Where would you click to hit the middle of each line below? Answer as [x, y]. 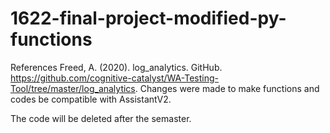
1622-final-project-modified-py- [148, 18]
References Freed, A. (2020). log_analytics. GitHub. [116, 67]
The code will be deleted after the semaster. [101, 118]
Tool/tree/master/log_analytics [73, 88]
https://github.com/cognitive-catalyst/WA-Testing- [114, 78]
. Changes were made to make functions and [227, 88]
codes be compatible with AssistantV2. [91, 99]
